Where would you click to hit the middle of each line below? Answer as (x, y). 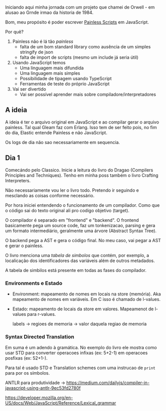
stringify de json (36, 52)
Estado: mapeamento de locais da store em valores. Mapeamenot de (83, 309)
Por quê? (14, 32)
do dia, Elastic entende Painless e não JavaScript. (56, 133)
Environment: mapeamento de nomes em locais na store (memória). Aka (86, 294)
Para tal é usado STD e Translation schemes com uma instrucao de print (80, 368)
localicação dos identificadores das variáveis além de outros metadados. (80, 261)
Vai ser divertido (29, 89)
